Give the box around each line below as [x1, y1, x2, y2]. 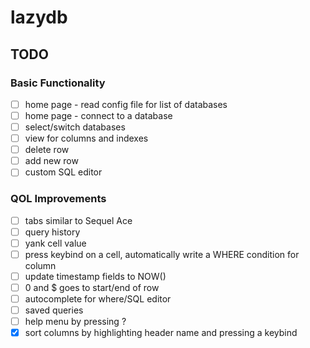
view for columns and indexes [24, 132, 149, 145]
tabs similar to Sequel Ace [24, 214, 133, 226]
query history [24, 226, 81, 238]
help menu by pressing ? [24, 316, 127, 328]
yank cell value [24, 237, 87, 249]
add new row [24, 155, 79, 167]
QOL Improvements [10, 192, 107, 206]
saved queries [24, 304, 84, 316]
